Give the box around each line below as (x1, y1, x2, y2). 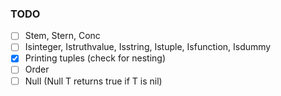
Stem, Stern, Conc (24, 30, 101, 42)
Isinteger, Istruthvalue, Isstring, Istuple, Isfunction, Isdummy (24, 41, 272, 53)
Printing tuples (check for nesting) (24, 52, 167, 64)
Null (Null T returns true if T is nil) (24, 75, 163, 87)
